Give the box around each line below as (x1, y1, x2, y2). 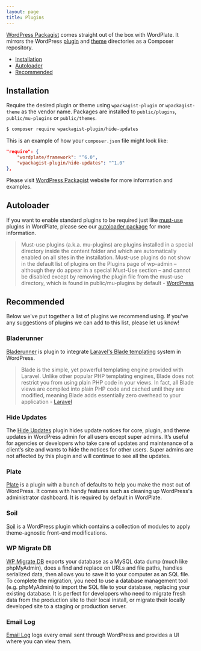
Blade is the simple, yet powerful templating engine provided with (20, 366, 184, 373)
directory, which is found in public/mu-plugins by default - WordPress (20, 279, 194, 286)
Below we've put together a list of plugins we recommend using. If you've (6, 313, 188, 320)
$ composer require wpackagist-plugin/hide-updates (6, 126, 138, 133)
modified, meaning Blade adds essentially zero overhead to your (20, 391, 181, 398)
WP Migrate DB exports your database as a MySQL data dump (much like (6, 558, 188, 565)
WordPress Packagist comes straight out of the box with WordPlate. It (6, 31, 179, 38)
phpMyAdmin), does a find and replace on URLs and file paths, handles (6, 564, 183, 571)
